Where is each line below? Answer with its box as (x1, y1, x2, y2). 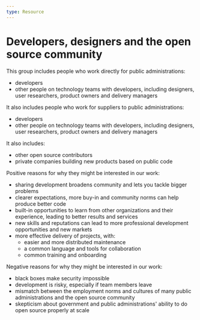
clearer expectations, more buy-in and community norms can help (14, 194, 179, 201)
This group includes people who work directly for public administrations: (6, 67, 186, 75)
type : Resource (6, 8, 44, 15)
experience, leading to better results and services (14, 213, 138, 220)
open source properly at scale (14, 306, 90, 313)
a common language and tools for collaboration (23, 245, 141, 252)
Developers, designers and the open (6, 34, 191, 48)
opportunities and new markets (14, 226, 92, 233)
